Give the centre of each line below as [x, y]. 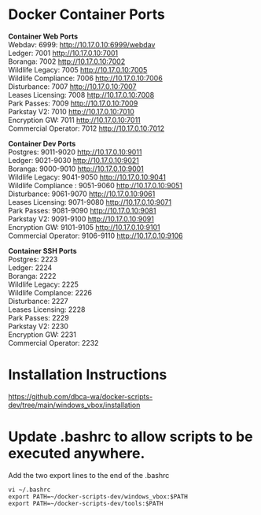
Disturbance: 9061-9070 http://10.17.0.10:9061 [82, 194]
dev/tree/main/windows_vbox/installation [74, 405]
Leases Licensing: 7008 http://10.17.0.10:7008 [81, 94]
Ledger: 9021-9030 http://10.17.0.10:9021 [74, 160]
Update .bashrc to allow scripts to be [130, 437]
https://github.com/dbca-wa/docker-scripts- [81, 396]
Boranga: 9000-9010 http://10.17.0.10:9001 [76, 169]
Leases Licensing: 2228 [47, 309]
